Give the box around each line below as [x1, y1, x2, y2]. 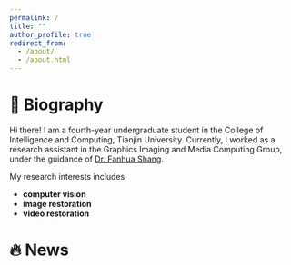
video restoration [22, 208, 90, 219]
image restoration [22, 198, 92, 209]
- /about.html [17, 55, 71, 64]
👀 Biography [9, 94, 104, 115]
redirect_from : [9, 38, 67, 48]
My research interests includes [9, 171, 125, 182]
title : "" [9, 22, 47, 31]
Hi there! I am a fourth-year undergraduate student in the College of [9, 124, 264, 135]
